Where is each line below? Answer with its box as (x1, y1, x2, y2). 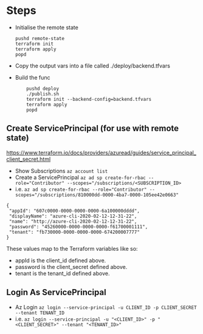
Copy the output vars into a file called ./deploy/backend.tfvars (15, 62, 170, 69)
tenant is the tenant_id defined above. (15, 270, 110, 277)
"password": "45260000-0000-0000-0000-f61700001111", (9, 223, 148, 230)
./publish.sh (26, 90, 60, 97)
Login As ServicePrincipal (6, 287, 106, 298)
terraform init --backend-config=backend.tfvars (26, 96, 152, 102)
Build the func (15, 73, 50, 81)
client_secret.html (6, 155, 51, 163)
